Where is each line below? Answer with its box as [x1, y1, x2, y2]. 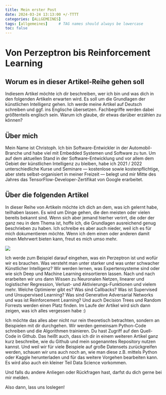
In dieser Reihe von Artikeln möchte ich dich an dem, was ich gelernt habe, [5, 204, 159, 210]
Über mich [5, 131, 38, 140]
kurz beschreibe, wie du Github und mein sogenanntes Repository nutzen [5, 338, 156, 344]
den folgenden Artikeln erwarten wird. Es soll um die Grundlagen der [5, 96, 146, 102]
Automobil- [129, 145, 153, 151]
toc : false [5, 26, 28, 31]
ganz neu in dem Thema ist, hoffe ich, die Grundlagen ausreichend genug [5, 220, 156, 226]
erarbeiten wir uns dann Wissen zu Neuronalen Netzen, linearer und [5, 276, 145, 282]
